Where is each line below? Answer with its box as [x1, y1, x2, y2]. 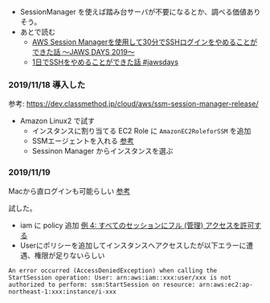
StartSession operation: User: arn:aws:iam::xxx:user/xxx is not [8, 273, 231, 281]
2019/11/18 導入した [8, 79, 86, 90]
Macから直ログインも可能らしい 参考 [8, 186, 131, 195]
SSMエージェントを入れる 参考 [31, 136, 134, 146]
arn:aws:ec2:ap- [198, 280, 253, 289]
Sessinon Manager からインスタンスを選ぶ [31, 146, 174, 156]
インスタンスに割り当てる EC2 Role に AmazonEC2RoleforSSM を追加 [31, 126, 252, 136]
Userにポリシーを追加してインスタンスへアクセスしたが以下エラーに [19, 240, 247, 250]
